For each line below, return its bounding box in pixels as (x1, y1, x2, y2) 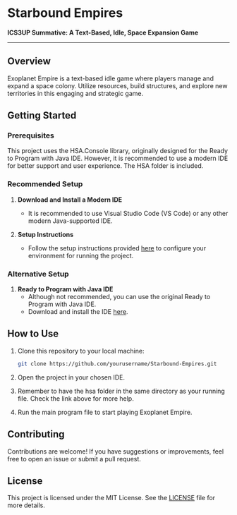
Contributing (7, 428, 65, 440)
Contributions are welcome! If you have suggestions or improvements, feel (7, 447, 224, 456)
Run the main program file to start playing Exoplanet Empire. (17, 408, 193, 416)
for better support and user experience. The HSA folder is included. (7, 162, 204, 170)
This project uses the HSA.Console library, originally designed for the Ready (7, 147, 228, 155)
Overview (7, 55, 51, 68)
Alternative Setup (7, 269, 69, 279)
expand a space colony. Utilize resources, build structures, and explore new (7, 81, 228, 90)
